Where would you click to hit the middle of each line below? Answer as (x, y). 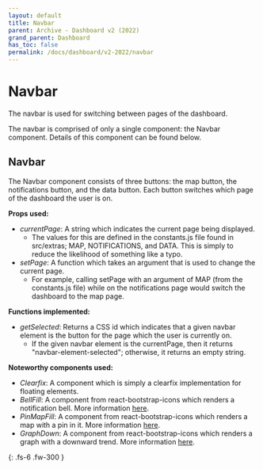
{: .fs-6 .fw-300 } (36, 457)
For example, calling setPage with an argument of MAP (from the (137, 279)
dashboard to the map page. (78, 296)
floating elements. (49, 391)
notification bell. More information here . (84, 408)
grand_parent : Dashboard (49, 38)
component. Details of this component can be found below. (105, 137)
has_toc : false (33, 45)
